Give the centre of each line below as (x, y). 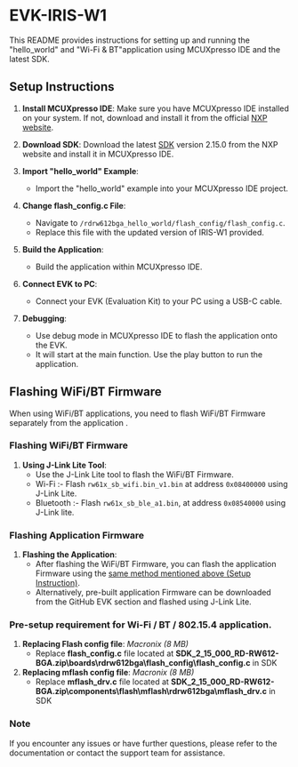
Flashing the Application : (69, 555)
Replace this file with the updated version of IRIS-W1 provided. (150, 232)
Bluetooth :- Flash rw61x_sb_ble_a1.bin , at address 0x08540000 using (161, 502)
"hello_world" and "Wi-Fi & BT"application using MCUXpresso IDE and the (145, 49)
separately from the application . (69, 422)
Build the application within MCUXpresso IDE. (119, 267)
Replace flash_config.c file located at (105, 653)
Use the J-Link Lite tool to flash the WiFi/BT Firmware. (134, 474)
